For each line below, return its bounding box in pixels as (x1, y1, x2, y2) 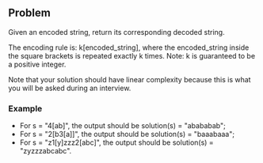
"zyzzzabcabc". (19, 146, 72, 156)
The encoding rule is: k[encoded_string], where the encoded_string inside (8, 43, 250, 52)
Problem (8, 6, 51, 20)
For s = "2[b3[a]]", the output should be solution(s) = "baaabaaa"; (19, 130, 235, 139)
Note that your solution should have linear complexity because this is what (8, 74, 251, 84)
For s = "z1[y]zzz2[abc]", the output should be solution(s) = (19, 138, 214, 147)
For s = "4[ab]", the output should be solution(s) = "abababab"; (19, 121, 226, 131)
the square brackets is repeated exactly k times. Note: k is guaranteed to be (8, 51, 256, 60)
